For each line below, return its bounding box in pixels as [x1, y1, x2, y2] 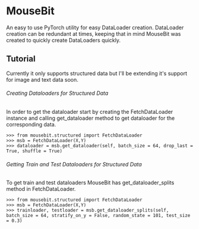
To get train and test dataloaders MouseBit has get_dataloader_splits [6, 179, 175, 186]
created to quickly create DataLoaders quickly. [6, 36, 121, 44]
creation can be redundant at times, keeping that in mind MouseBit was [6, 30, 181, 37]
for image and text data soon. [6, 76, 79, 83]
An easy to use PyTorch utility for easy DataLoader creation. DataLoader [6, 24, 184, 31]
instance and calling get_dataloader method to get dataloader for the [6, 114, 175, 122]
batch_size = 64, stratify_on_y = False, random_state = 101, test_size [6, 213, 191, 219]
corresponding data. [6, 120, 57, 128]
